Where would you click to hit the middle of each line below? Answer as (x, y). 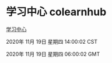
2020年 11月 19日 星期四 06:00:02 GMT (53, 54)
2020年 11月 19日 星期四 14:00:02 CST (52, 41)
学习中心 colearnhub (56, 12)
